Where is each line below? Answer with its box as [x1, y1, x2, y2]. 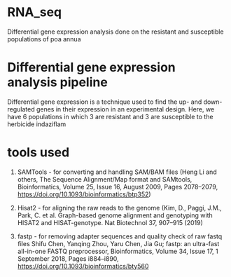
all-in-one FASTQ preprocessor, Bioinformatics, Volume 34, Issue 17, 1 [17, 247, 218, 255]
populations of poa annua [7, 34, 81, 43]
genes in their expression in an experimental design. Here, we [36, 104, 215, 113]
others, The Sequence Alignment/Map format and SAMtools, [17, 175, 192, 183]
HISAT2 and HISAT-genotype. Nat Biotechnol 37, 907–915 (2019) [17, 218, 203, 227]
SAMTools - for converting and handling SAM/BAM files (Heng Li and [17, 168, 217, 176]
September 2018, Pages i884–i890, [17, 254, 119, 263]
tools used [7, 144, 70, 161]
